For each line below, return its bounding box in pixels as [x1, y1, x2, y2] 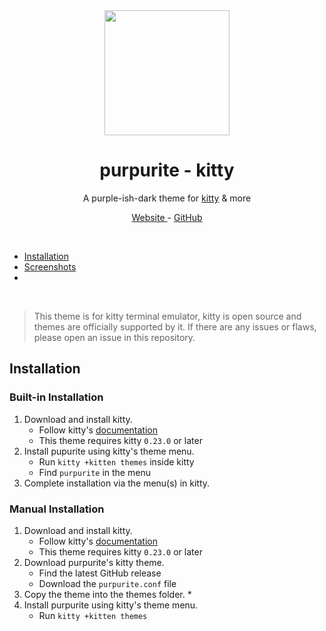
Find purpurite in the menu [38, 466, 151, 478]
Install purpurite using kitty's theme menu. [23, 599, 199, 611]
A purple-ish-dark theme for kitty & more [82, 192, 252, 204]
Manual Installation [9, 502, 105, 516]
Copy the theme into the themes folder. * [23, 588, 192, 600]
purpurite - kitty [99, 159, 235, 182]
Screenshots [23, 260, 77, 273]
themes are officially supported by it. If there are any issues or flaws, [33, 320, 317, 333]
